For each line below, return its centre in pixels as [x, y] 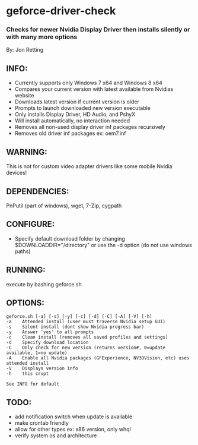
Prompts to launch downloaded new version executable [83, 108]
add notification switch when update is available [74, 416]
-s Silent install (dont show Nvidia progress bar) [75, 327]
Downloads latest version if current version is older [77, 102]
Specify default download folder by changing [70, 238]
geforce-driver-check [61, 11]
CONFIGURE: [31, 224]
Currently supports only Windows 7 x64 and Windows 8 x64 [89, 83]
